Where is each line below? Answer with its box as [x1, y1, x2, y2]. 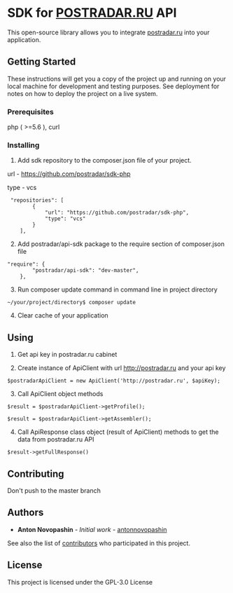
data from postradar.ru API [17, 435, 94, 444]
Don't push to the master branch [7, 486, 101, 495]
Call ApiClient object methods [17, 390, 104, 398]
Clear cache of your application [17, 311, 108, 320]
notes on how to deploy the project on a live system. [7, 89, 158, 97]
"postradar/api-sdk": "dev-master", [32, 267, 139, 274]
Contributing [7, 468, 64, 479]
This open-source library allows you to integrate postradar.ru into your [7, 28, 210, 36]
